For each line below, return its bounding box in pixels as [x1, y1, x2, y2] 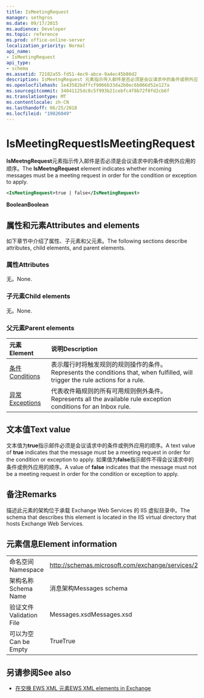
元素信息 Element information [6, 538, 117, 549]
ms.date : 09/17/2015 [6, 20, 59, 26]
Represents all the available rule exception [50, 395, 171, 403]
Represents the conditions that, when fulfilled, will [50, 368, 193, 376]
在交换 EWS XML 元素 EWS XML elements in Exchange [15, 685, 151, 692]
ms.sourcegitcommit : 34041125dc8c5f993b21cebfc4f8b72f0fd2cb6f [6, 88, 170, 94]
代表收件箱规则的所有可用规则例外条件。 [50, 387, 167, 395]
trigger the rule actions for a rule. [50, 376, 145, 384]
